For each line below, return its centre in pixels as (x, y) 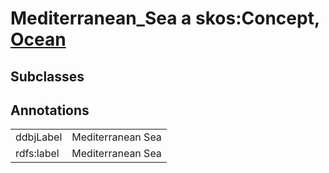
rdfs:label (37, 154)
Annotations (50, 110)
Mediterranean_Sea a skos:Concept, (165, 18)
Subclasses (47, 76)
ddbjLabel (39, 137)
